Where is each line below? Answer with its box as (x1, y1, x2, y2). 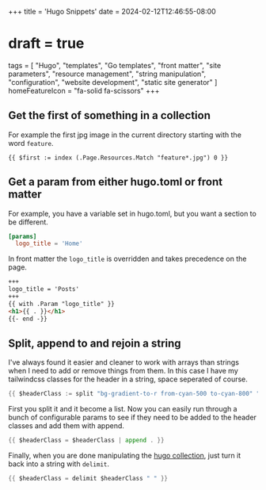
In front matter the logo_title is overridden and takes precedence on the (8, 254, 247, 264)
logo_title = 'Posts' (8, 285, 80, 293)
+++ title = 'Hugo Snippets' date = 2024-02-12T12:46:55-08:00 (8, 7, 216, 16)
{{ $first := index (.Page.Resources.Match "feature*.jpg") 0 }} (8, 154, 228, 162)
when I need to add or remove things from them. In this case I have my (8, 366, 239, 376)
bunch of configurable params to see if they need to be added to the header (8, 412, 257, 423)
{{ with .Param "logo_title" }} (8, 300, 115, 308)
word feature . (8, 138, 54, 147)
